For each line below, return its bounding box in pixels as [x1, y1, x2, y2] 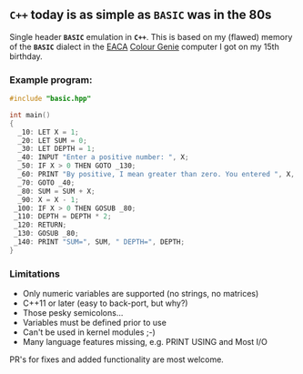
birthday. [9, 50, 43, 62]
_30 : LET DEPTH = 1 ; [17, 145, 96, 154]
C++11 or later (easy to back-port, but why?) [22, 298, 188, 308]
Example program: [9, 73, 93, 86]
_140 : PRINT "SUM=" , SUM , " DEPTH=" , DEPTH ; [13, 238, 185, 247]
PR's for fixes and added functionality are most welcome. [9, 354, 225, 365]
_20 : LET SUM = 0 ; [17, 136, 88, 145]
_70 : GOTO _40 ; [17, 177, 76, 187]
